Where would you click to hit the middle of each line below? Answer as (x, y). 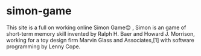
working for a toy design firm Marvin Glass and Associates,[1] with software (100, 40)
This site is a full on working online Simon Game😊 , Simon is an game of (96, 27)
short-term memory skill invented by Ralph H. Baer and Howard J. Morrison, (101, 33)
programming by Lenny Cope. (43, 46)
